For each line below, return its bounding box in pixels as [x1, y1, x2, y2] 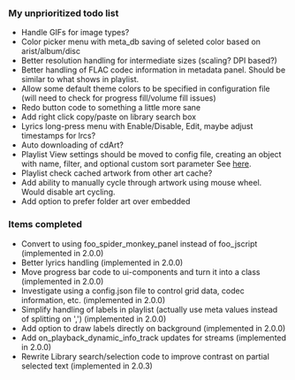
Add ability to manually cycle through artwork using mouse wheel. [20, 178, 262, 188]
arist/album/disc [20, 46, 81, 57]
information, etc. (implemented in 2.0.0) [20, 294, 166, 305]
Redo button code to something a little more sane [20, 103, 200, 113]
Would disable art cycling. [20, 186, 116, 197]
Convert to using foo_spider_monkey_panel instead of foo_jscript [20, 238, 258, 249]
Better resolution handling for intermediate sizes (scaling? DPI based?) [20, 56, 277, 66]
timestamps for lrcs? [20, 131, 96, 141]
